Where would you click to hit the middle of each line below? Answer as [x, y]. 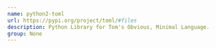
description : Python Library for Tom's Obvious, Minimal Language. [109, 27]
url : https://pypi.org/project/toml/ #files [72, 20]
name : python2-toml [36, 14]
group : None [25, 34]
